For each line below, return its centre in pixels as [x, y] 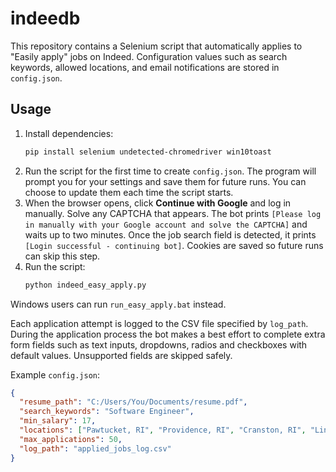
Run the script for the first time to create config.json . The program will [170, 171]
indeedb [45, 18]
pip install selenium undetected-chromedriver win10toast [148, 152]
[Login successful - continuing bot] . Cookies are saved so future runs [174, 245]
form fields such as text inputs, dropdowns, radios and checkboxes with [159, 344]
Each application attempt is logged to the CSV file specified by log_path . [159, 323]
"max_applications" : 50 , [71, 439]
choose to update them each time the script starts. [129, 192]
